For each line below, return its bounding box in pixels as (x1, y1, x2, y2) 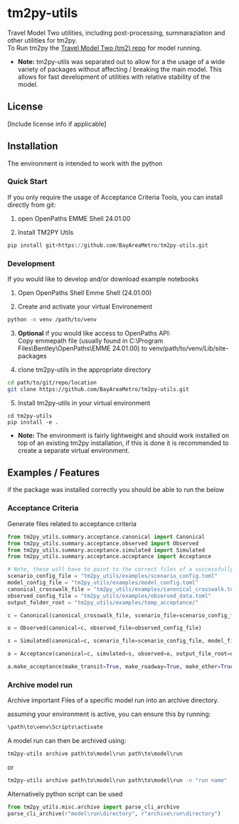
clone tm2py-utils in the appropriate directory (17, 365, 152, 374)
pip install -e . (7, 418, 59, 426)
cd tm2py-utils (7, 412, 53, 419)
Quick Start (7, 176, 48, 186)
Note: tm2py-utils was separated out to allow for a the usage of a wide (17, 57, 225, 65)
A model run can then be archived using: (7, 737, 127, 745)
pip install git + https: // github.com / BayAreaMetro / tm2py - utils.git (7, 242, 208, 249)
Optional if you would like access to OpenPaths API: (17, 328, 171, 337)
